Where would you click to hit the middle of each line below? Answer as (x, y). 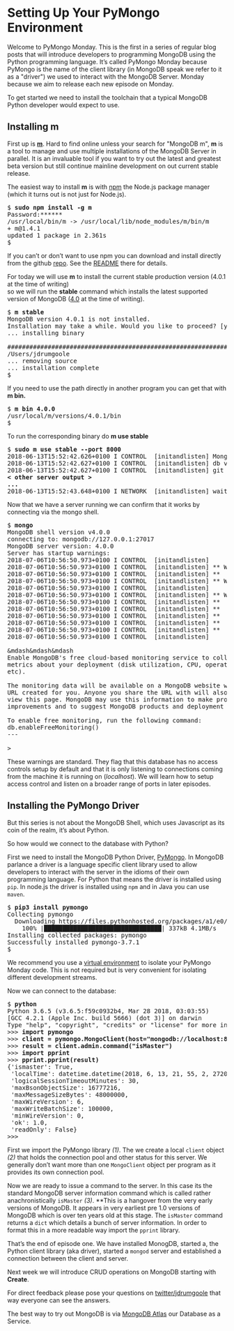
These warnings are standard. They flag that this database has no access (112, 761)
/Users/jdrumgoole (39, 354)
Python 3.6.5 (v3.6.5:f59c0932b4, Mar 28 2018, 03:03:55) (108, 1011)
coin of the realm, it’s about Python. (58, 830)
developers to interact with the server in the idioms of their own (98, 872)
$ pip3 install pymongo (48, 907)
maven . (16, 894)
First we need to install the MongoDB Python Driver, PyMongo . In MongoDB (116, 857)
